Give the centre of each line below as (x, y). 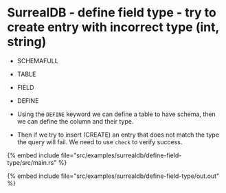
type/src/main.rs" (32, 162)
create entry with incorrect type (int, (113, 27)
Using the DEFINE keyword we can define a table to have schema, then (116, 114)
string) (27, 42)
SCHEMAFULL (37, 60)
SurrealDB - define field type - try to (112, 13)
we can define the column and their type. (75, 121)
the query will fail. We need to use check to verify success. (100, 141)
